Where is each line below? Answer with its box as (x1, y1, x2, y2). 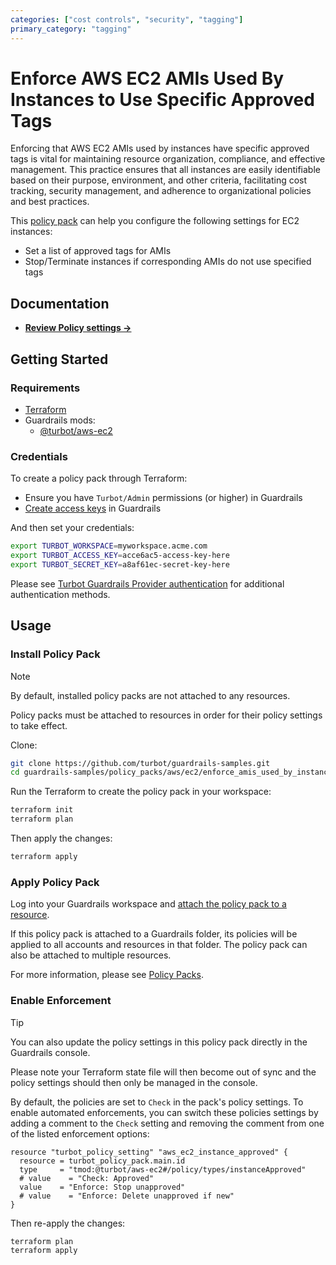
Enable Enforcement (10, 994, 112, 1008)
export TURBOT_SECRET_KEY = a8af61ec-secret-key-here (10, 559, 230, 570)
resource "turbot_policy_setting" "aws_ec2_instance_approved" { (10, 1147, 288, 1157)
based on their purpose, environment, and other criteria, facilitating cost (10, 174, 308, 186)
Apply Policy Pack (10, 875, 100, 889)
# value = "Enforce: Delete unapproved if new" (19, 1191, 235, 1201)
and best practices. (10, 196, 90, 208)
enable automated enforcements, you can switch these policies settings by (10, 1106, 319, 1118)
